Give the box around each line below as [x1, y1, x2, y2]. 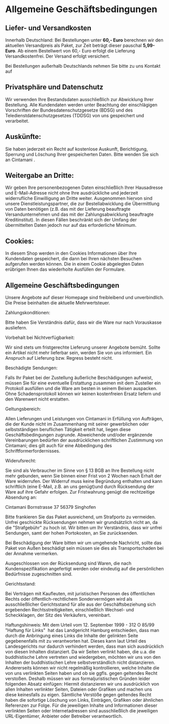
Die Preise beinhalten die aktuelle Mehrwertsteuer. [5, 300, 110, 306]
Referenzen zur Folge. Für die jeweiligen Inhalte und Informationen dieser [5, 702, 157, 708]
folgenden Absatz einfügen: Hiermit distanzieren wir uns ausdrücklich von [5, 681, 159, 687]
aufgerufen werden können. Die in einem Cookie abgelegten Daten [5, 261, 144, 267]
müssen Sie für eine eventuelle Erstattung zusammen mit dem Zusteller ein [5, 380, 161, 386]
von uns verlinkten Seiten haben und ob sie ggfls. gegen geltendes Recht [5, 670, 158, 677]
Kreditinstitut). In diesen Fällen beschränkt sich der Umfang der [5, 217, 137, 223]
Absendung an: [5, 494, 37, 501]
